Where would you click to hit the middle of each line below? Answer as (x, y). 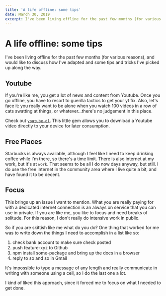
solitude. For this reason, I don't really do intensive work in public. (73, 218)
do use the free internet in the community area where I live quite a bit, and (81, 169)
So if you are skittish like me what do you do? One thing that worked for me (82, 227)
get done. (15, 288)
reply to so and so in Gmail (40, 258)
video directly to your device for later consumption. (58, 126)
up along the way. (23, 68)
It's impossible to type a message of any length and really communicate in (81, 268)
